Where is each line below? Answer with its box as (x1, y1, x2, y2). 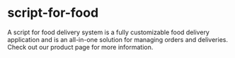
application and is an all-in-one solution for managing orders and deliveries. (7, 35, 229, 43)
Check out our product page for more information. (7, 43, 154, 51)
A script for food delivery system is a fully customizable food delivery (7, 28, 210, 36)
